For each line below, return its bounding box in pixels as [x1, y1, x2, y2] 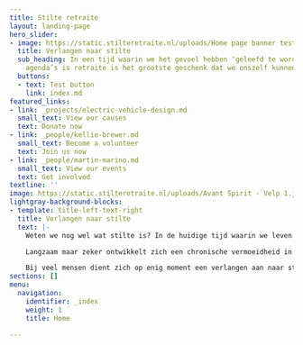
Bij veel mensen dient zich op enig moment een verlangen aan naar [25, 263, 284, 273]
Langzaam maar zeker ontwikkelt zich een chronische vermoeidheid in [25, 247, 293, 257]
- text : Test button [17, 80, 95, 89]
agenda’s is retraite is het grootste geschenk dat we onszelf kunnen [25, 64, 297, 73]
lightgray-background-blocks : [9, 197, 124, 207]
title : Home [25, 313, 70, 322]
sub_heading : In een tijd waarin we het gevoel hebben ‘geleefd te [17, 55, 277, 64]
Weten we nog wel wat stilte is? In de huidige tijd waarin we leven [25, 231, 293, 240]
